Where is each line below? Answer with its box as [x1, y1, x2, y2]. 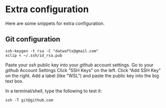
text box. [5, 78, 24, 84]
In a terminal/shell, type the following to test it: [5, 88, 103, 94]
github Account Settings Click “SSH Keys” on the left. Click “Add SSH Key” [5, 67, 161, 73]
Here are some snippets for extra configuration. [5, 20, 105, 26]
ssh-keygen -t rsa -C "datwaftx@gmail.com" [5, 48, 99, 54]
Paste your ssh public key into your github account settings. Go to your [5, 62, 154, 68]
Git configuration [5, 35, 60, 44]
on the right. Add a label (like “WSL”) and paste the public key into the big [5, 73, 159, 79]
